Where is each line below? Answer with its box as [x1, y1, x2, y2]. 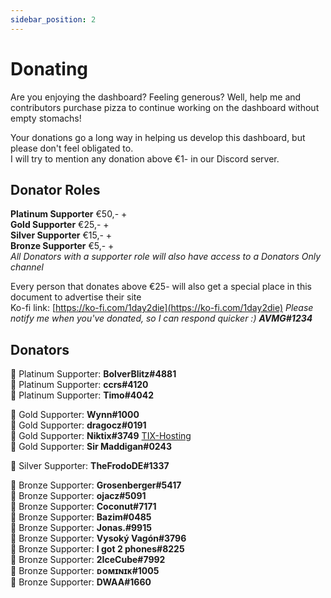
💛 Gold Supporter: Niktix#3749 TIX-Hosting [10, 430, 192, 442]
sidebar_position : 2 [10, 14, 97, 25]
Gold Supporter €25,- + [10, 219, 110, 231]
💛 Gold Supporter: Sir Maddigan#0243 [10, 441, 172, 453]
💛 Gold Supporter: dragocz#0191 [10, 419, 147, 431]
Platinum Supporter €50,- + [10, 208, 128, 220]
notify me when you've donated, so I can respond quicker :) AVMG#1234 [10, 312, 313, 325]
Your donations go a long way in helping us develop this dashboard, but [10, 131, 306, 143]
